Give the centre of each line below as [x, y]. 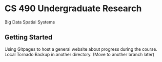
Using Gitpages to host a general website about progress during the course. [81, 49]
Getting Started [29, 37]
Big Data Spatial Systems [30, 22]
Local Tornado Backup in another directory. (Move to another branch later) [80, 54]
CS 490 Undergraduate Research [73, 9]
